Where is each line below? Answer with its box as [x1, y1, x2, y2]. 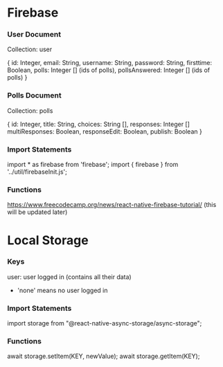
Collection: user [7, 45, 53, 53]
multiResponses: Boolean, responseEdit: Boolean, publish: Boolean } [7, 127, 202, 136]
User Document [7, 30, 61, 39]
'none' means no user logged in [17, 286, 108, 294]
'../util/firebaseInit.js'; [7, 168, 67, 176]
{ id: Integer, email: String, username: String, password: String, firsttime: [7, 59, 213, 67]
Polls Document [7, 91, 62, 100]
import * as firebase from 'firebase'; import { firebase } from [7, 161, 179, 169]
